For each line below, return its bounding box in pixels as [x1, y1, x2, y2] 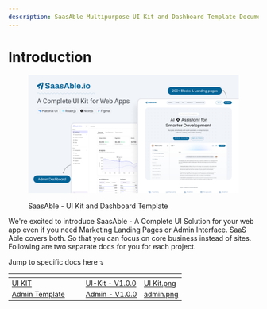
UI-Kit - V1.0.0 [85, 278, 137, 288]
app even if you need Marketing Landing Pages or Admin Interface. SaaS [8, 225, 247, 234]
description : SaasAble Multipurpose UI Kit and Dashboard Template [8, 13, 237, 21]
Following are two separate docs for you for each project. [8, 242, 196, 252]
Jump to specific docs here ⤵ [8, 257, 104, 267]
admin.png [143, 290, 179, 299]
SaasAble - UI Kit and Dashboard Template [28, 201, 168, 211]
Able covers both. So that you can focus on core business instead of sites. [8, 234, 252, 243]
